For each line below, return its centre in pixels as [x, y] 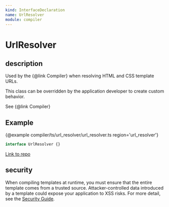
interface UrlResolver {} [33, 144]
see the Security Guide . [30, 199]
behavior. [15, 97]
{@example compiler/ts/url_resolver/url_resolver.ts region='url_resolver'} [82, 135]
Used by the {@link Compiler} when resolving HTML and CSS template [80, 76]
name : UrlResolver [25, 15]
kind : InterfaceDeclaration [35, 10]
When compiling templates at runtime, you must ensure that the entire [79, 182]
